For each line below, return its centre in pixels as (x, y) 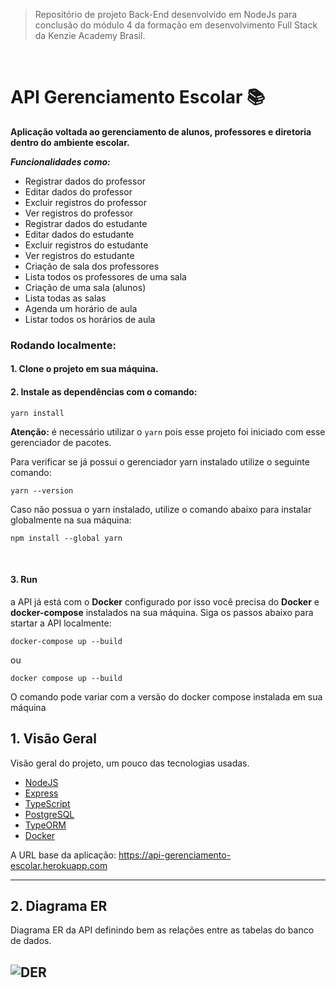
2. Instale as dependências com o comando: (104, 392)
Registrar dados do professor (85, 181)
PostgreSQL (49, 814)
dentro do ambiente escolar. (70, 142)
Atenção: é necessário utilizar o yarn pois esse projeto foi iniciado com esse (168, 431)
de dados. (31, 941)
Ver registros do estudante (79, 255)
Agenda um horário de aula (81, 308)
